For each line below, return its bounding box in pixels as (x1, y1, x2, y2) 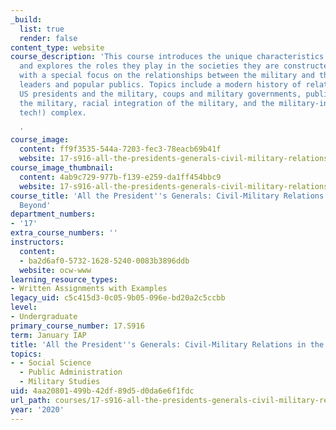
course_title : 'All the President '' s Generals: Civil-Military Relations (10, 191, 325, 201)
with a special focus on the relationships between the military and (19, 71, 315, 81)
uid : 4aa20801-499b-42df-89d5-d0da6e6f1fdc (10, 386, 195, 396)
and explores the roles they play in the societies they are (19, 61, 280, 71)
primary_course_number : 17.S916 (10, 321, 145, 331)
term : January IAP (10, 330, 87, 340)
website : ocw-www (19, 265, 92, 275)
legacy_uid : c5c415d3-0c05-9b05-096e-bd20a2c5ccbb (10, 293, 226, 303)
